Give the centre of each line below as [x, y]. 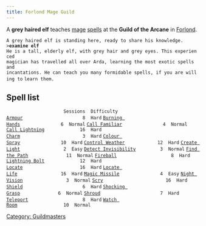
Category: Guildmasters [36, 216]
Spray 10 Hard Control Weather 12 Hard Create [102, 143]
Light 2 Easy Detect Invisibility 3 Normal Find [102, 149]
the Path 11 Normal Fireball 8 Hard [98, 156]
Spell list [23, 98]
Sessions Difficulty [91, 111]
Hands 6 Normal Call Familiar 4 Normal [97, 125]
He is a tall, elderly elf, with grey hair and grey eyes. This [89, 51]
